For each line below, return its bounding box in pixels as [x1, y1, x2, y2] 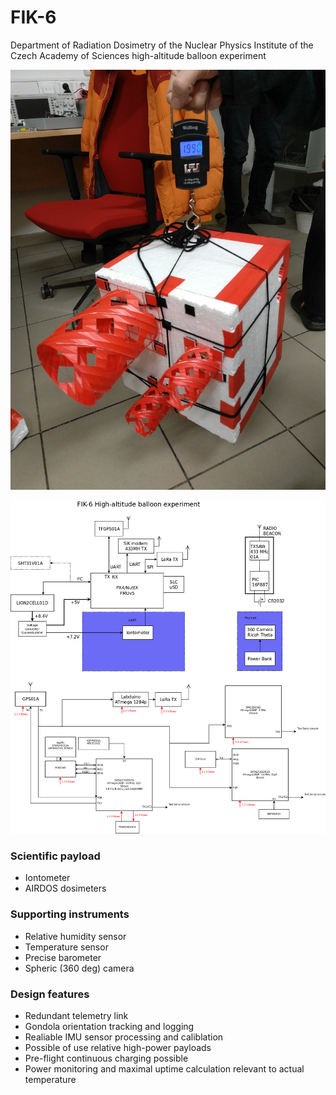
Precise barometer [24, 951, 102, 963]
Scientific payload [10, 849, 101, 863]
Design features [10, 987, 90, 1001]
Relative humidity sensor [24, 930, 127, 942]
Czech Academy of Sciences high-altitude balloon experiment [10, 49, 267, 61]
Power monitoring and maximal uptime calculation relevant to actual [24, 1062, 305, 1075]
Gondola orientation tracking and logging [24, 1020, 195, 1032]
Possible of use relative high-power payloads [24, 1041, 212, 1053]
